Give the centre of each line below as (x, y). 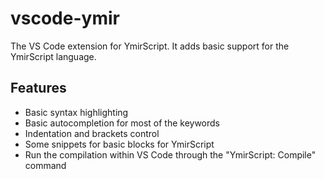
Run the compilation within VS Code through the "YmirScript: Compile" (170, 154)
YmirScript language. (53, 56)
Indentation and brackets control (92, 133)
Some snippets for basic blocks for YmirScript (119, 144)
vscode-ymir (65, 18)
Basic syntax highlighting (76, 112)
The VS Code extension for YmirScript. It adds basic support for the (150, 46)
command (45, 165)
